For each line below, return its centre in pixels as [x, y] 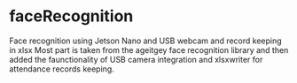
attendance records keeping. [62, 69]
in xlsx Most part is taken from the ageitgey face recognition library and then [149, 49]
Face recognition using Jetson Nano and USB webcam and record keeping [145, 41]
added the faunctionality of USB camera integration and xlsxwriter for [136, 59]
